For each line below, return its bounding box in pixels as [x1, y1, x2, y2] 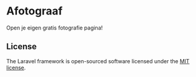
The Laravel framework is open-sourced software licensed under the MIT [6, 57, 190, 64]
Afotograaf [6, 4, 63, 18]
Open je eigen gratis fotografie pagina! [6, 24, 103, 31]
